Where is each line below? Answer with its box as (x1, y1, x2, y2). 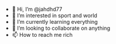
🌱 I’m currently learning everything (11, 18, 98, 25)
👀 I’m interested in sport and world (11, 12, 97, 19)
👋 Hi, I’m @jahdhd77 (11, 6, 63, 12)
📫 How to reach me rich (11, 32, 73, 38)
